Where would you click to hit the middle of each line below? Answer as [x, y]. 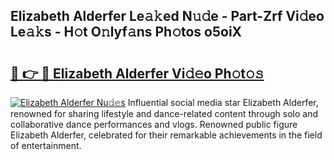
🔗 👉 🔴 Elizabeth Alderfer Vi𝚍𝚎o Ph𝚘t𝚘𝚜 [137, 73]
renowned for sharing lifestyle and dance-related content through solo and [164, 113]
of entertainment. [46, 145]
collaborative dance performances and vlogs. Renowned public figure [154, 124]
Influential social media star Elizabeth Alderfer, [223, 102]
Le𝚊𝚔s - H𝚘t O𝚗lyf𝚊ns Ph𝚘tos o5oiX [126, 32]
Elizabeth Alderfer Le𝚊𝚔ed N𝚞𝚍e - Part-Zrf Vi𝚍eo [167, 16]
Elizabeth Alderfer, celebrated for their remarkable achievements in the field [166, 135]
